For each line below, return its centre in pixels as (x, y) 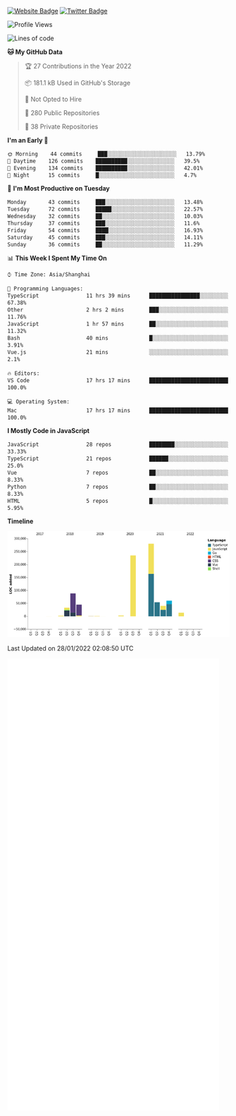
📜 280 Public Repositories (62, 113)
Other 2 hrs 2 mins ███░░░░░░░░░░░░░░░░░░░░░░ (118, 310)
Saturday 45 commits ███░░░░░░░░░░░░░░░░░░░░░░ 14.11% (105, 237)
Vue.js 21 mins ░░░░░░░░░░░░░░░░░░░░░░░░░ (118, 352)
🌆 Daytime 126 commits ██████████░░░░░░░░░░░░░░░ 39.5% (104, 161)
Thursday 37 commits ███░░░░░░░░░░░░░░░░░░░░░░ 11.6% (104, 223)
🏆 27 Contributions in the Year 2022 (78, 66)
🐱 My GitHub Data (35, 52)
